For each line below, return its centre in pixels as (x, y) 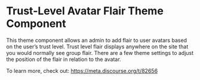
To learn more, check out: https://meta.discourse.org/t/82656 (82, 70)
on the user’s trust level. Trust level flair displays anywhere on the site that (97, 47)
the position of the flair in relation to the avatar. (64, 59)
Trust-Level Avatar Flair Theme (85, 11)
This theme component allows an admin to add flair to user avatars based (96, 40)
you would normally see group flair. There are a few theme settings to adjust (100, 53)
